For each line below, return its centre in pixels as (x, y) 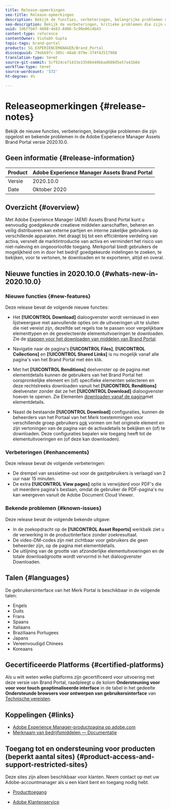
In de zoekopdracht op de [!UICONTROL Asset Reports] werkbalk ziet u (88, 529)
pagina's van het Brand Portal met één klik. (58, 360)
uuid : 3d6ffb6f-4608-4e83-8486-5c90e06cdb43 (53, 29)
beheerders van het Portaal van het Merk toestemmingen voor (78, 418)
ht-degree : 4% (20, 77)
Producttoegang (30, 792)
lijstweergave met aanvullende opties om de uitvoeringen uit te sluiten (86, 323)
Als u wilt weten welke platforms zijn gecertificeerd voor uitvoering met (80, 677)
